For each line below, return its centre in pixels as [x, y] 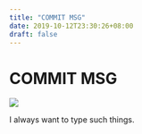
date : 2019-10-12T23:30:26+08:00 [71, 26]
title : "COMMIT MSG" [48, 17]
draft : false [33, 34]
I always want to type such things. [72, 120]
